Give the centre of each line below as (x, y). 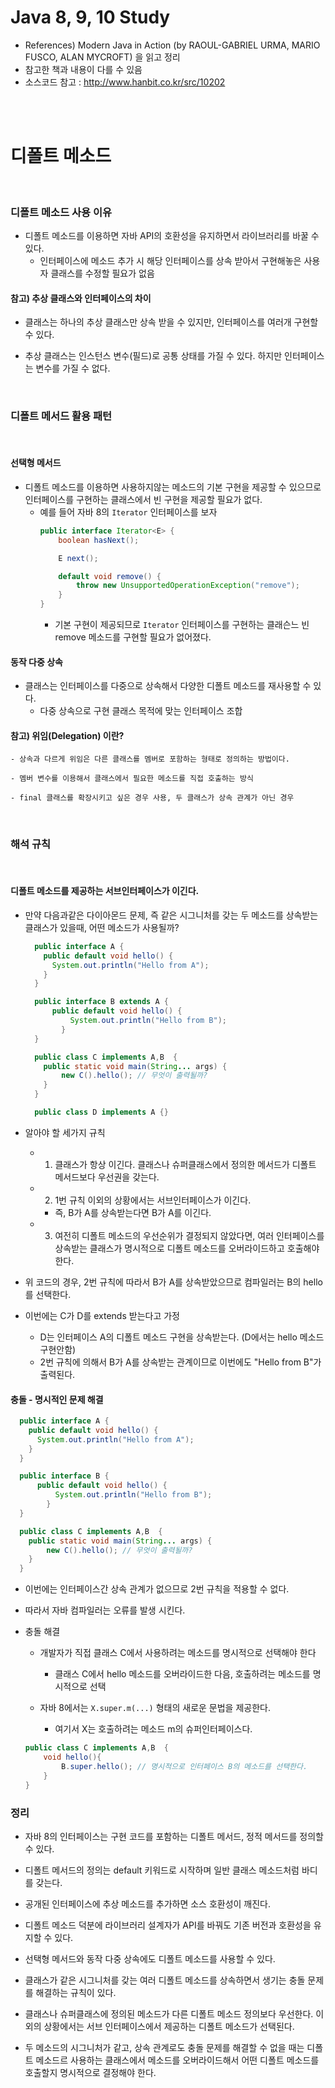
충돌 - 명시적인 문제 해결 (57, 1399)
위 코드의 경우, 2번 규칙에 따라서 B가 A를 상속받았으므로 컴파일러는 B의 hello (173, 1282)
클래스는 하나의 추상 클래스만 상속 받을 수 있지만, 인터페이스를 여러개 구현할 (171, 322)
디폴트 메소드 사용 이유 (61, 212)
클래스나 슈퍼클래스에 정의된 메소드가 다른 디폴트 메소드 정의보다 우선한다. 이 (174, 2013)
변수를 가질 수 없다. (73, 368)
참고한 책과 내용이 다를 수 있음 (83, 69)
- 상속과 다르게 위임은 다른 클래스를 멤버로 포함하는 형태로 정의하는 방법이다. (150, 759)
